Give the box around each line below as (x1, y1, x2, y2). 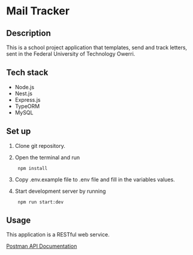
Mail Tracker (6, 4, 70, 18)
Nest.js (14, 90, 33, 97)
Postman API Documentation (6, 242, 77, 250)
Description (6, 28, 51, 38)
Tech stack (6, 68, 49, 78)
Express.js (14, 96, 41, 103)
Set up (6, 126, 31, 136)
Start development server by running (14, 187, 106, 195)
